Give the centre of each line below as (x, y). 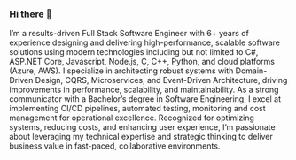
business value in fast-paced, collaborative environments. (115, 146)
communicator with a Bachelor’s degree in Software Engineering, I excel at (145, 99)
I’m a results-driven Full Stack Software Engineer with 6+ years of (129, 34)
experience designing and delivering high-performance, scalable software (145, 42)
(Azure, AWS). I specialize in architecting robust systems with (121, 71)
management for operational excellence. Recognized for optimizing (132, 118)
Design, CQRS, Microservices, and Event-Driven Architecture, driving (161, 80)
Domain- (251, 71)
